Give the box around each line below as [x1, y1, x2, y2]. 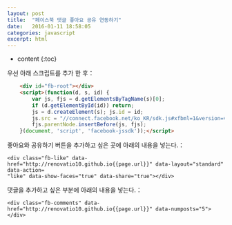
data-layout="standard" [155, 161, 224, 168]
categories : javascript [7, 29, 76, 37]
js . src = [32, 115, 57, 121]
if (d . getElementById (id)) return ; [32, 101, 135, 109]
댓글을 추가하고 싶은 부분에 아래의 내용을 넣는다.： [7, 186, 143, 194]
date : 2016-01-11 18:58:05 [7, 23, 91, 30]
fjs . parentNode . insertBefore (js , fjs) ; [32, 121, 147, 128]
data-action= [7, 167, 45, 174]
